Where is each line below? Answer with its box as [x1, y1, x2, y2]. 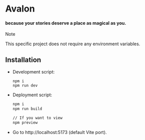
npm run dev [12, 83, 38, 88]
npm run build [12, 106, 42, 111]
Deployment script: [12, 92, 52, 98]
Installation [5, 55, 41, 64]
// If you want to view [12, 115, 63, 120]
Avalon [5, 3, 35, 15]
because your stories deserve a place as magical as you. [5, 20, 126, 26]
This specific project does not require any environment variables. [5, 41, 140, 47]
